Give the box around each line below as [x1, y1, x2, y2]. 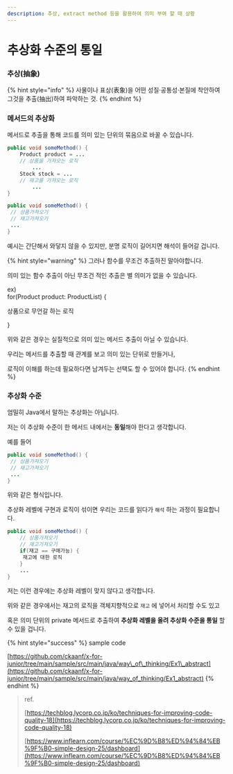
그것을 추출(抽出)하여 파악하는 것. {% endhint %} [7, 94, 142, 103]
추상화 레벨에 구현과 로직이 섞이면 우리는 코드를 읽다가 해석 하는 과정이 [7, 505, 196, 514]
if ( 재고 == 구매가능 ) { [19, 547, 80, 554]
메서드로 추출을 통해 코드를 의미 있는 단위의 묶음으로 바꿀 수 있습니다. [7, 131, 194, 139]
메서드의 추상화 [7, 114, 55, 124]
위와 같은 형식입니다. [7, 491, 63, 499]
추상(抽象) [7, 69, 40, 79]
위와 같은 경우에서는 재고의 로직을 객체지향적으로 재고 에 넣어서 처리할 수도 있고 [7, 602, 221, 610]
